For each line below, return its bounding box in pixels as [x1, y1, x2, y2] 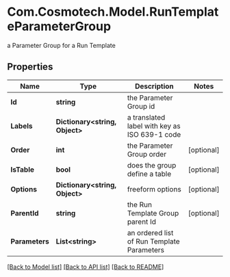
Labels [10, 121, 33, 131]
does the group [127, 160, 177, 170]
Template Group [127, 208, 179, 217]
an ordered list [127, 228, 174, 237]
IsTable [10, 165, 35, 174]
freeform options [127, 184, 181, 194]
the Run [127, 200, 153, 209]
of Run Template [127, 237, 180, 246]
